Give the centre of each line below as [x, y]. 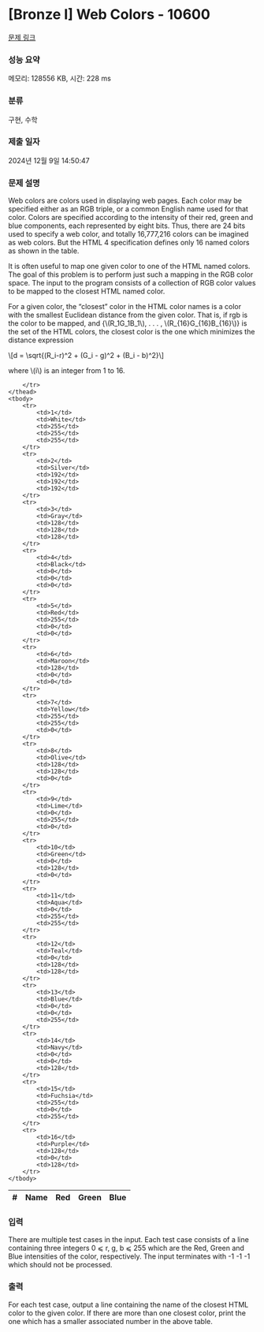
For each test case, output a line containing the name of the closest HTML [128, 1304]
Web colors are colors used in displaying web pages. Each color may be [125, 201]
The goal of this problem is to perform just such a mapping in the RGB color [131, 274]
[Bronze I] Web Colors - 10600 [109, 15]
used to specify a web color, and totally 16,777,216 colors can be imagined [128, 234]
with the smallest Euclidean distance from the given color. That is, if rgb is [128, 315]
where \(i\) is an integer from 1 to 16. [67, 371]
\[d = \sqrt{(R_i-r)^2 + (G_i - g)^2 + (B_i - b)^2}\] [86, 356]
